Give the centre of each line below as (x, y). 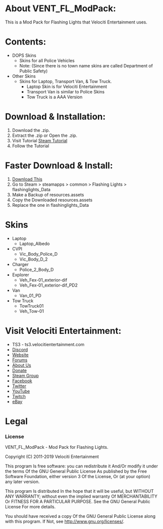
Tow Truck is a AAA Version (54, 97)
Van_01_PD (30, 295)
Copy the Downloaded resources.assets (52, 200)
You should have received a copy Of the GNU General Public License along (80, 516)
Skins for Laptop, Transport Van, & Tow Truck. (65, 81)
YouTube (21, 391)
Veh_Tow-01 (32, 311)
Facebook (22, 381)
